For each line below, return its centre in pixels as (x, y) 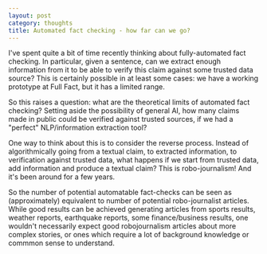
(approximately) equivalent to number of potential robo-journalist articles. (129, 201)
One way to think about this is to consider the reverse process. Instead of (129, 143)
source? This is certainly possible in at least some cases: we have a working (133, 78)
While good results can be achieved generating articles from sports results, (132, 209)
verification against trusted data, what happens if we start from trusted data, (133, 160)
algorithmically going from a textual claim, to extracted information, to (123, 151)
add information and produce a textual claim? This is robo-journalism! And (130, 169)
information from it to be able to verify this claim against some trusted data (131, 70)
